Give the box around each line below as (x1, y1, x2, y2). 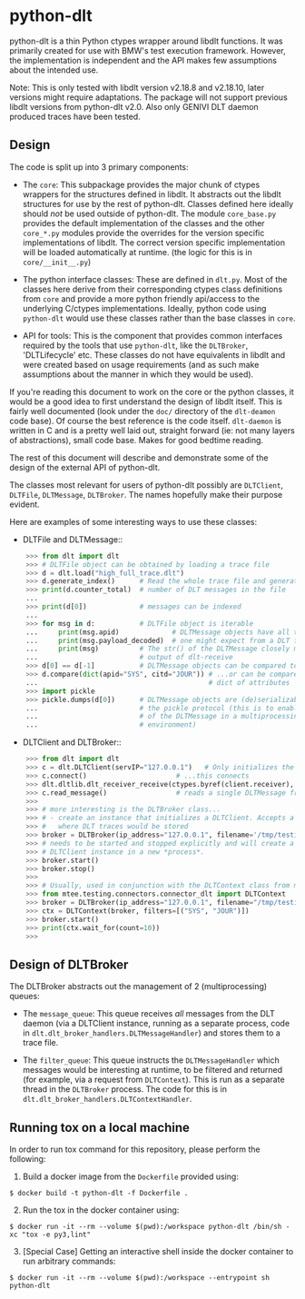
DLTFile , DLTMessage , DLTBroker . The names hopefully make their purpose (9, 489, 283, 500)
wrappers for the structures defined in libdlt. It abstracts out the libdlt (22, 188, 281, 200)
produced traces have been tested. (9, 111, 141, 122)
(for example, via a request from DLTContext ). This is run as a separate (22, 1074, 285, 1086)
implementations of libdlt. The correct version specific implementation (22, 237, 286, 248)
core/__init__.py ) (22, 256, 92, 267)
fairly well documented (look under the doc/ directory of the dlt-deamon (9, 405, 276, 416)
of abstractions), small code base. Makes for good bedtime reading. (9, 434, 264, 445)
